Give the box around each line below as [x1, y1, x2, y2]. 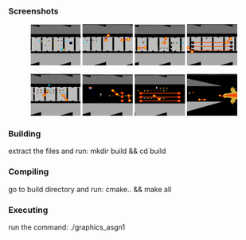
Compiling [8, 166, 49, 177]
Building [8, 128, 41, 139]
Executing [8, 204, 49, 215]
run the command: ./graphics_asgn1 [8, 222, 126, 232]
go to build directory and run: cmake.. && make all [8, 184, 172, 194]
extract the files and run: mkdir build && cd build [8, 146, 166, 156]
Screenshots [8, 6, 59, 17]
